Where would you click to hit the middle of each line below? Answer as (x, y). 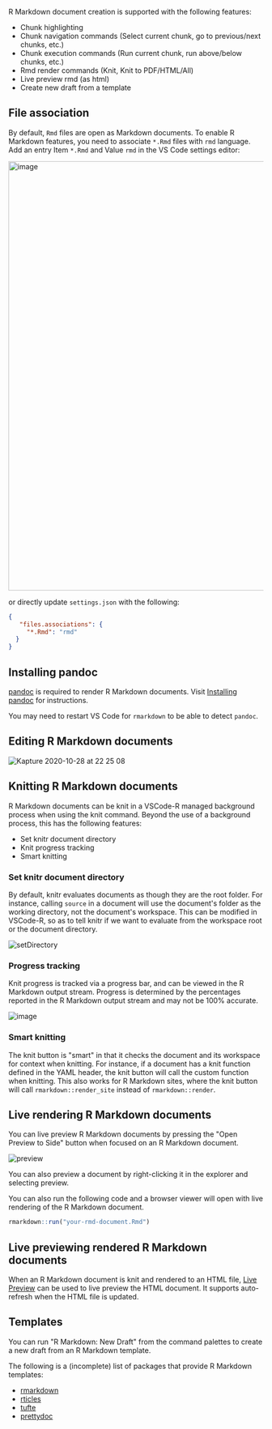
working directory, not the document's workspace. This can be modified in (133, 911)
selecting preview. (38, 1183)
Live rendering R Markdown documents (110, 1114)
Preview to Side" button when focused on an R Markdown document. (123, 1143)
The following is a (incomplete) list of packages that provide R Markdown (130, 1366)
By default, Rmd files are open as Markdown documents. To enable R (121, 132)
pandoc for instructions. (49, 700)
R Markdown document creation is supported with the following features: (130, 12)
